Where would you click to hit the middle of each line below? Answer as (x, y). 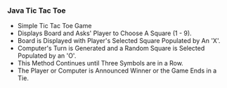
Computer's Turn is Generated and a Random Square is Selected (111, 49)
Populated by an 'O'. (47, 56)
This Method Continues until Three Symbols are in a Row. (100, 63)
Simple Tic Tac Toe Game (54, 26)
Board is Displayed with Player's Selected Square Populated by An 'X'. (119, 41)
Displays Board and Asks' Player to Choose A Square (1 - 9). (104, 33)
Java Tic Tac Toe (37, 11)
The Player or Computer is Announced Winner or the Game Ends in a (117, 71)
